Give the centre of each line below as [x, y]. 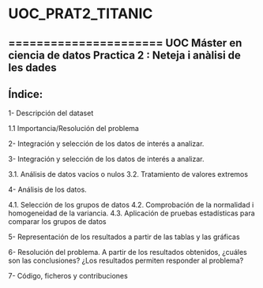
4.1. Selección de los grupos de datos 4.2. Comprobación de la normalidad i [131, 205]
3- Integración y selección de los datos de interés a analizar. [106, 159]
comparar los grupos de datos [57, 222]
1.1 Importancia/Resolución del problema [74, 129]
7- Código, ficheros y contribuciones [68, 276]
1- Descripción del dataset [51, 113]
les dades [32, 67]
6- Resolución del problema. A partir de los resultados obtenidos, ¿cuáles [128, 252]
